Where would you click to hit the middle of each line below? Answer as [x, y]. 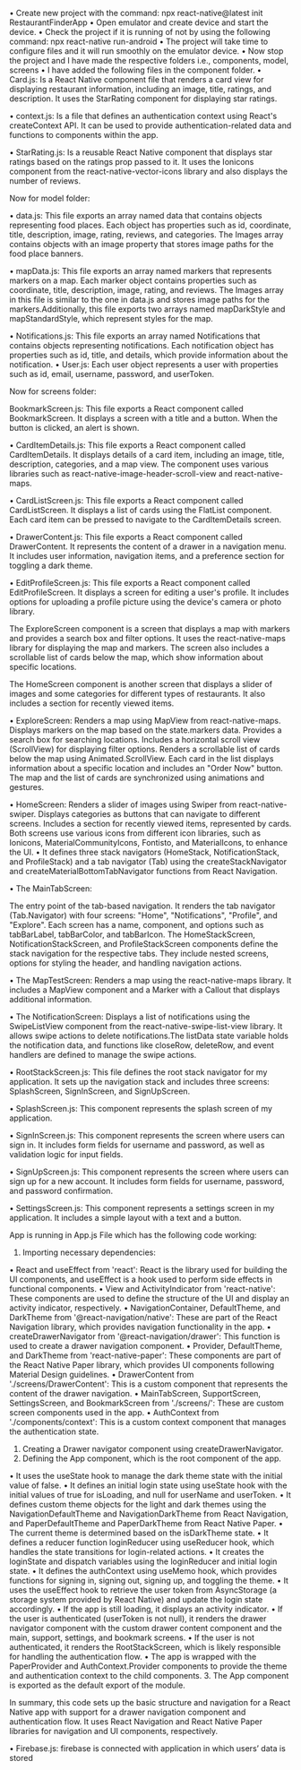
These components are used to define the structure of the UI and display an [149, 1298]
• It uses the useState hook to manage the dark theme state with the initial [146, 1476]
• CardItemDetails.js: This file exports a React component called [128, 445]
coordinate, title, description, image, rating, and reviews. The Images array [146, 290]
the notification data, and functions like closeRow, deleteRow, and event [142, 1045]
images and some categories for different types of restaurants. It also [138, 694]
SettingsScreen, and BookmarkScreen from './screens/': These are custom [146, 1403]
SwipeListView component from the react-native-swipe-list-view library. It [146, 1026]
